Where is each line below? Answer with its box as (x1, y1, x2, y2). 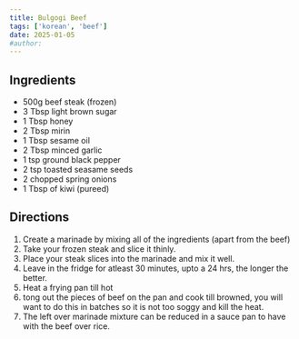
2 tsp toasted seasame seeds (22, 165, 134, 175)
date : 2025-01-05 (9, 30, 75, 39)
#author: (9, 38, 43, 48)
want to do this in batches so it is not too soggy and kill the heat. (22, 301, 264, 312)
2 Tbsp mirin (22, 125, 71, 136)
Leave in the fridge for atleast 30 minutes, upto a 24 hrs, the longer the (22, 263, 289, 274)
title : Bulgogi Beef (9, 13, 88, 23)
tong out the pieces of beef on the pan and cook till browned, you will (22, 292, 284, 303)
